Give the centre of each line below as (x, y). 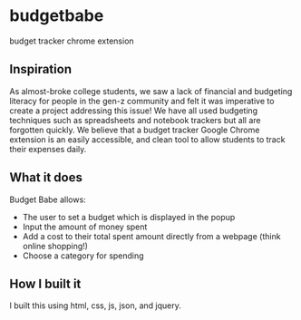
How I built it (45, 283)
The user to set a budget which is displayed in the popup (129, 217)
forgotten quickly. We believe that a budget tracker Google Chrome (135, 130)
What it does (46, 178)
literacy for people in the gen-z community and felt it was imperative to (142, 101)
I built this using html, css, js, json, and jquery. (95, 305)
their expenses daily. (48, 149)
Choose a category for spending (83, 256)
